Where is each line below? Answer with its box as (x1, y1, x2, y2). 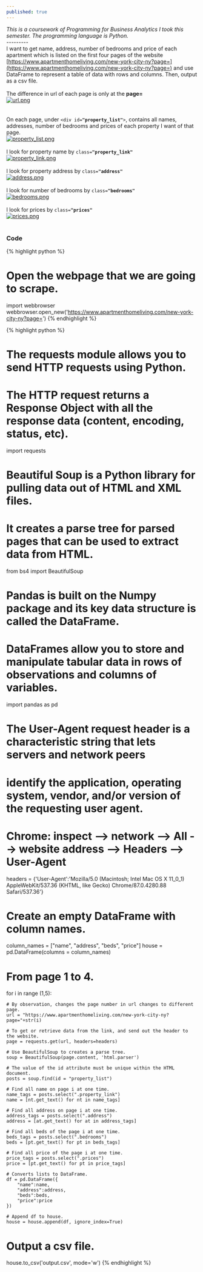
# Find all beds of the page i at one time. (6, 1129, 121, 1135)
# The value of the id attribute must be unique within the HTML (6, 1065, 175, 1071)
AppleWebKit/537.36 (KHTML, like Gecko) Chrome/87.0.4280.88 (6, 882, 167, 889)
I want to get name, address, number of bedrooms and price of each (6, 45, 178, 52)
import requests (6, 447, 47, 454)
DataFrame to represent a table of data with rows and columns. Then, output (6, 70, 198, 78)
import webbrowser (6, 301, 56, 309)
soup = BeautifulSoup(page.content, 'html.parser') (6, 1054, 139, 1061)
